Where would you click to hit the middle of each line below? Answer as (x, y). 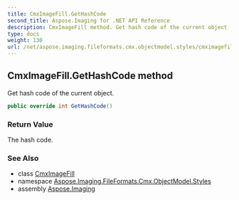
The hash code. (30, 140)
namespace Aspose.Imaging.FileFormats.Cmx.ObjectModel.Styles (114, 181)
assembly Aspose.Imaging (57, 189)
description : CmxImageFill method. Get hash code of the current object (117, 27)
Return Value (30, 124)
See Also (23, 158)
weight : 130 (25, 41)
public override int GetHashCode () (60, 106)
